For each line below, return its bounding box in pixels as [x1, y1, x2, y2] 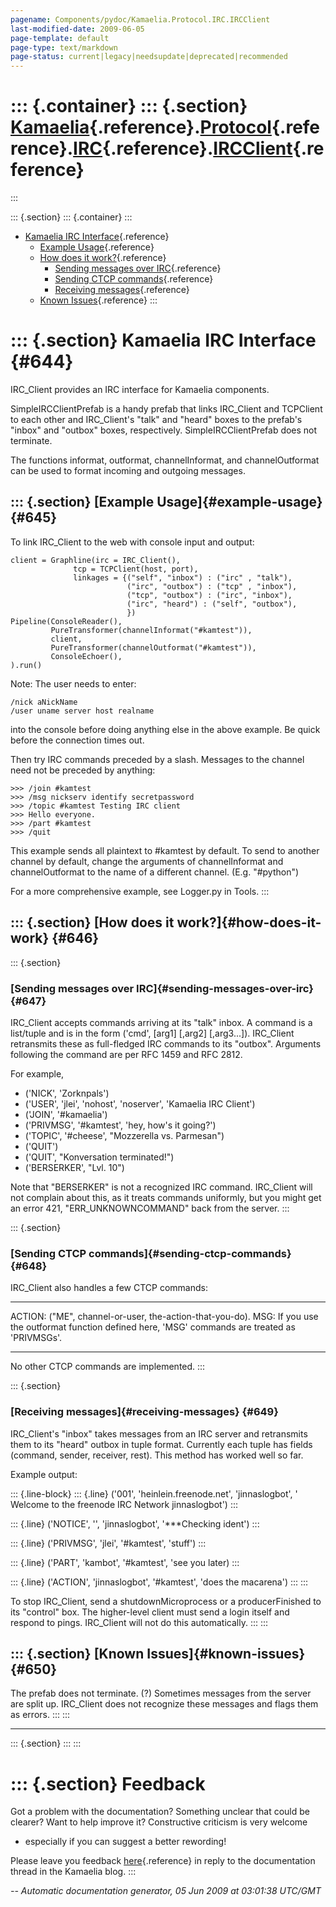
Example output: [10, 1468, 78, 1480]
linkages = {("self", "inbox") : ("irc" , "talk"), [73, 572, 293, 583]
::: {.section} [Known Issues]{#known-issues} [10, 1645, 306, 1662]
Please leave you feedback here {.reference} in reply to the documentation [10, 1855, 316, 1867]
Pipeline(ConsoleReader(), [10, 616, 123, 626]
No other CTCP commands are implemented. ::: [10, 1361, 206, 1373]
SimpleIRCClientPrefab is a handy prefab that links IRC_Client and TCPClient [10, 403, 323, 415]
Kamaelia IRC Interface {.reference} [24, 231, 170, 243]
